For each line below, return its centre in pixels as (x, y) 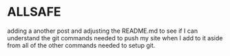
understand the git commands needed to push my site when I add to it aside (115, 38)
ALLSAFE (34, 12)
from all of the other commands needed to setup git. (81, 45)
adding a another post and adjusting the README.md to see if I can (103, 31)
